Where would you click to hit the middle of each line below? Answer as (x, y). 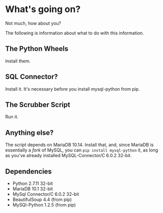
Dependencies (28, 171)
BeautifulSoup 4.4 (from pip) (42, 199)
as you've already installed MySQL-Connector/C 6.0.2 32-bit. (68, 156)
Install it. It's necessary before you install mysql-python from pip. (72, 89)
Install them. (18, 61)
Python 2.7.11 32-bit (33, 183)
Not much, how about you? (33, 23)
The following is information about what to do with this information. (75, 33)
